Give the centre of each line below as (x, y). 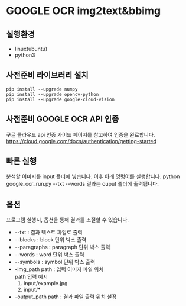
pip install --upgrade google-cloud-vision (61, 99)
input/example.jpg (45, 284)
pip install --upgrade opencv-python (53, 94)
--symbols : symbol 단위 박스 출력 (55, 262)
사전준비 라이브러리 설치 (47, 75)
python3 (25, 55)
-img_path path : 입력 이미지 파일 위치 (59, 269)
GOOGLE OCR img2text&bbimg (84, 11)
